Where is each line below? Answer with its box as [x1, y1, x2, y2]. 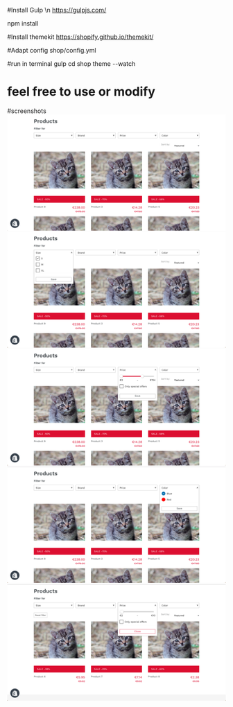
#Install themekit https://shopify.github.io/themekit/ [7, 33, 154, 41]
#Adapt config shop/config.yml [7, 46, 96, 54]
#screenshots [7, 107, 46, 115]
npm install [7, 19, 39, 27]
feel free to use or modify [7, 84, 156, 100]
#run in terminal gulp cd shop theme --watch [7, 60, 136, 68]
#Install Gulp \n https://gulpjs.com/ [7, 6, 107, 14]
